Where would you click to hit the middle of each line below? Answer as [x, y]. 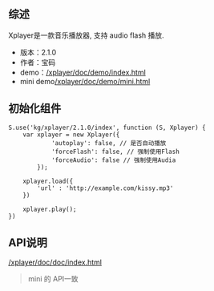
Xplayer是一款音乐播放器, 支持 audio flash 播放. [86, 35]
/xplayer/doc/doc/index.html [55, 262]
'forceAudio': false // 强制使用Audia [113, 160]
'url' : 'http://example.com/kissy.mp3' [105, 188]
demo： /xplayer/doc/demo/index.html [83, 72]
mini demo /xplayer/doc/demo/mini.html [85, 81]
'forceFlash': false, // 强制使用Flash [115, 152]
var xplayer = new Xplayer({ [71, 135]
